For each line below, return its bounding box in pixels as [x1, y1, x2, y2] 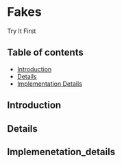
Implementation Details [16, 80, 82, 88]
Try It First [7, 27, 36, 35]
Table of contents [7, 47, 84, 58]
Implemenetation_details [7, 145, 115, 158]
